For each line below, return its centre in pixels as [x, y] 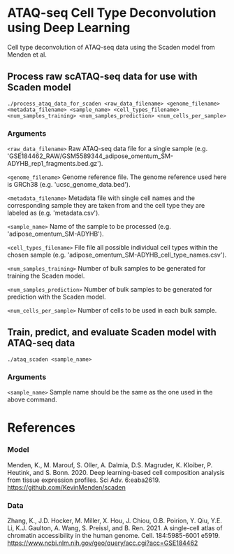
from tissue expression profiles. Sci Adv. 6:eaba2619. [84, 480]
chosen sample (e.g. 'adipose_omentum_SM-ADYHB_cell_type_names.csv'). [117, 255]
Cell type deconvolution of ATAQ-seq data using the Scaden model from [111, 47]
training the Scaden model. [46, 276]
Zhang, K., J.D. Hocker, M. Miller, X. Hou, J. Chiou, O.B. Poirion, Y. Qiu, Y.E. [115, 520]
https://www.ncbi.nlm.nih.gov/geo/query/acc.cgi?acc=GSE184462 [103, 543]
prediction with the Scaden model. [57, 297]
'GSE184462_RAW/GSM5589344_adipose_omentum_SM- [90, 156]
